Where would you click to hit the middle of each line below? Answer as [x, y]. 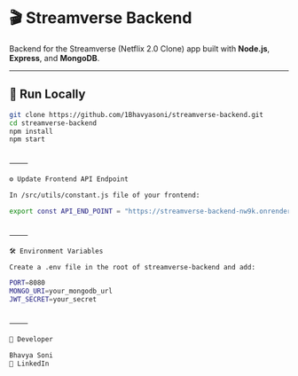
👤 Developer [31, 339]
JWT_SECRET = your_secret [53, 300]
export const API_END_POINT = [65, 211]
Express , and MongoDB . [55, 58]
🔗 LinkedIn [29, 364]
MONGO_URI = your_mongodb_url [61, 291]
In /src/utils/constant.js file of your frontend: [105, 195]
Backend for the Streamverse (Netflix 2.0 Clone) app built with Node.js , [140, 48]
